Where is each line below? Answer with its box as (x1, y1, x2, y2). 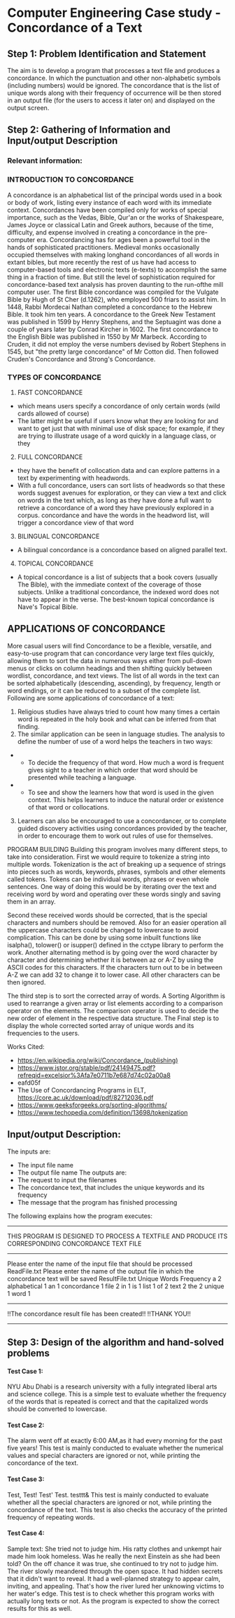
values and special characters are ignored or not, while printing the (7, 1451, 201, 1460)
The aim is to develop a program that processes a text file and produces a (7, 67, 220, 74)
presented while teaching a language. (27, 773, 136, 782)
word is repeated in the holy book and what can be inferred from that (17, 714, 217, 723)
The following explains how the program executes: (7, 1212, 152, 1220)
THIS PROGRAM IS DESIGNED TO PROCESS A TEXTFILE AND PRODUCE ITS (7, 1231, 228, 1240)
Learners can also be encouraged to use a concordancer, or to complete (17, 816, 227, 825)
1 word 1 (7, 1289, 31, 1297)
